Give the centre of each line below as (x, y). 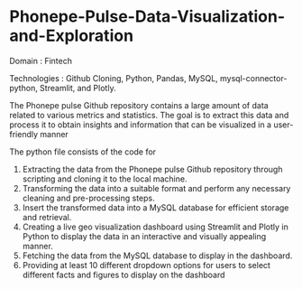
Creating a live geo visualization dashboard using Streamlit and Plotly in (155, 227)
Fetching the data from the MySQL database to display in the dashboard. (157, 256)
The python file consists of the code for (82, 152)
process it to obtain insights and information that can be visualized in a (141, 125)
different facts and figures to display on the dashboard (124, 275)
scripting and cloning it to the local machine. (105, 179)
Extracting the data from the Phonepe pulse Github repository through (152, 169)
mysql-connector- (253, 78)
